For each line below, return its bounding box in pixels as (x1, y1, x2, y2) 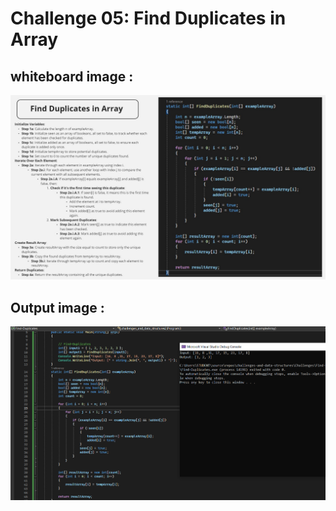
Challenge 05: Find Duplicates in (10, 7, 287, 30)
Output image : (10, 299, 105, 316)
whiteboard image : (10, 68, 134, 85)
